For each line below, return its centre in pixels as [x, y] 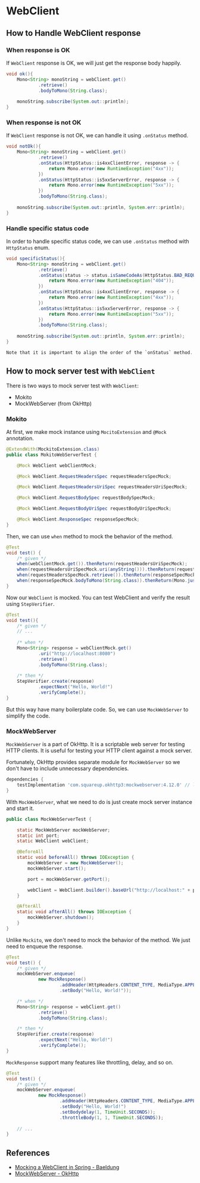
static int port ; [38, 836]
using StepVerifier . [30, 603]
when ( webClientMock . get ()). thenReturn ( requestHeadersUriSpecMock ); [102, 564]
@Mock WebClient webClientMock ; [57, 466]
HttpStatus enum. [28, 247]
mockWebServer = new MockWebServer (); [76, 863]
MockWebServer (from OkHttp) [53, 403]
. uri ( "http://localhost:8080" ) [77, 654]
